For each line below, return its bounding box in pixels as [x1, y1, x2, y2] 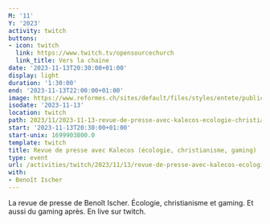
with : [8, 169, 27, 177]
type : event [8, 153, 48, 161]
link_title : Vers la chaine [15, 57, 110, 65]
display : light [8, 71, 59, 79]
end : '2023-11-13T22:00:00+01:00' [8, 86, 125, 95]
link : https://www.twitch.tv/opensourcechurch [15, 49, 174, 57]
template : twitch [8, 138, 67, 147]
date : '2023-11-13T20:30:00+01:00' [8, 64, 128, 72]
